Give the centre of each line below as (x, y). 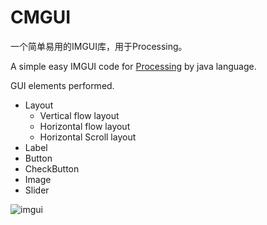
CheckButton (52, 168)
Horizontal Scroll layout (88, 137)
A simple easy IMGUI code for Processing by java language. (133, 66)
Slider (37, 190)
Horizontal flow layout (85, 126)
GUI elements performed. (62, 85)
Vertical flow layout (79, 115)
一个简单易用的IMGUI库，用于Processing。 (99, 46)
